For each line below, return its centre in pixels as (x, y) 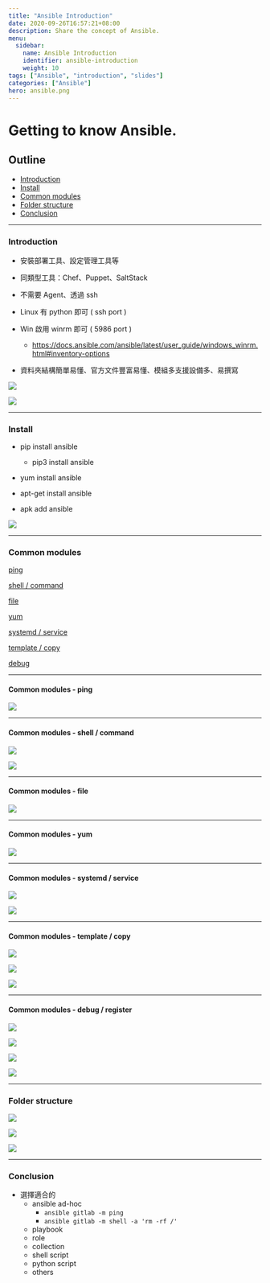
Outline (27, 160)
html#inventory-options (71, 353)
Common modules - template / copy (70, 936)
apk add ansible (46, 508)
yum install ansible (51, 477)
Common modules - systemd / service (74, 878)
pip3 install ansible (63, 462)
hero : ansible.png (39, 90)
